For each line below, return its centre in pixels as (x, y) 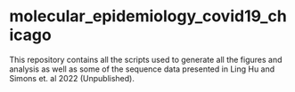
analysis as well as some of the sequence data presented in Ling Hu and (142, 69)
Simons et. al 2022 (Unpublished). (72, 78)
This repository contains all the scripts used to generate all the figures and (146, 59)
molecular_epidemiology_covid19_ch (148, 16)
